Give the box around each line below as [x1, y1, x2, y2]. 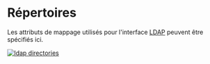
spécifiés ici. [7, 35, 44, 43]
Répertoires [7, 5, 76, 21]
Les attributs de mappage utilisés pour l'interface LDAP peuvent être [7, 28, 204, 36]
